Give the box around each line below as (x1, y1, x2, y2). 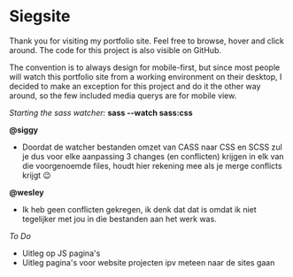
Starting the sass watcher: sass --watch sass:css (9, 107, 193, 118)
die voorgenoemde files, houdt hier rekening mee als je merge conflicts (21, 160, 282, 171)
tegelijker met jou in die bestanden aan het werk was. (21, 213, 217, 224)
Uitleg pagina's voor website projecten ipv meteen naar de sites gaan (21, 257, 275, 267)
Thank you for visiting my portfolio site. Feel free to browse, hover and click (9, 35, 285, 46)
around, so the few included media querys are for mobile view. (9, 90, 237, 101)
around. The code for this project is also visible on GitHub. (9, 44, 221, 55)
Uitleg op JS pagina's (21, 248, 101, 258)
